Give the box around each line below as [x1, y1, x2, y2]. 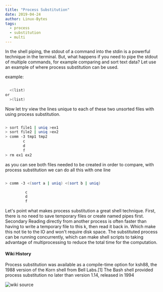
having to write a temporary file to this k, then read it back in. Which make [5, 224, 156, 230]
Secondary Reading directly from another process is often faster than [5, 218, 147, 224]
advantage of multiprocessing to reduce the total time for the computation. [5, 240, 158, 245]
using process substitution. [5, 111, 60, 117]
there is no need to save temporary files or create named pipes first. [5, 213, 145, 219]
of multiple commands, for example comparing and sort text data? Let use [5, 59, 157, 65]
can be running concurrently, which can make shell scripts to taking [5, 234, 144, 240]
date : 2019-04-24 [5, 12, 41, 17]
